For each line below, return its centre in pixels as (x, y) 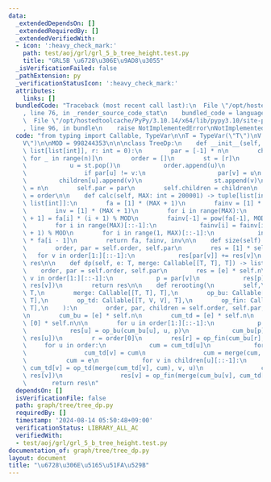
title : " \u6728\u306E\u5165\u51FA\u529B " (79, 465)
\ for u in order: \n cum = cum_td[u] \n (117, 346)
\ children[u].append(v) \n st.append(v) (140, 181)
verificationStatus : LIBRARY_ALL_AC (77, 428)
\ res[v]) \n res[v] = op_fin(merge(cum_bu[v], (129, 376)
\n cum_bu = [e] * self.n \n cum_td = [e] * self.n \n (138, 315)
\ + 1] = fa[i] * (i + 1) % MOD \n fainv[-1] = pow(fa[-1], (137, 218)
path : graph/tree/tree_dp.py (65, 405)
